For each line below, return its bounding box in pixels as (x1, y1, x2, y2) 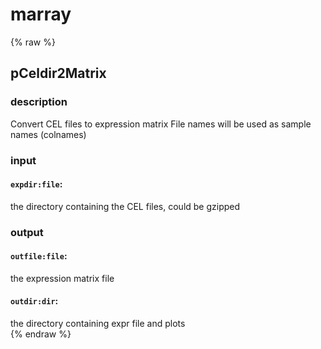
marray (10, 3, 72, 26)
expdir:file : (10, 178, 63, 190)
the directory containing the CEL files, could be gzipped (10, 200, 241, 212)
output (10, 225, 44, 239)
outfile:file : (10, 250, 68, 262)
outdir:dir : (10, 295, 59, 307)
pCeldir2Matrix (10, 65, 107, 82)
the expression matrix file (10, 272, 115, 284)
